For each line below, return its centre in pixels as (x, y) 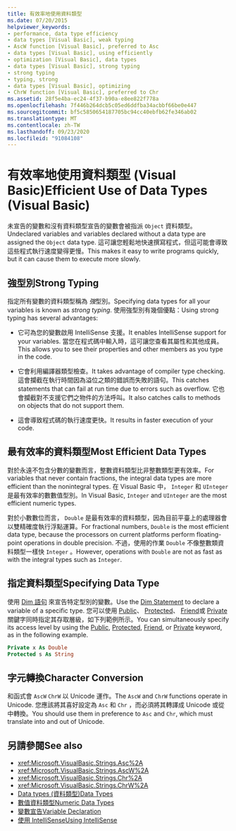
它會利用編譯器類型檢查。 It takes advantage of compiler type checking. (121, 371)
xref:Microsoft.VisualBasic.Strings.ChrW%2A (83, 785)
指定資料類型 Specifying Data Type (83, 583)
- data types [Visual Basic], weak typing (70, 40)
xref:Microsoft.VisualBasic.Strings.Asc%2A (80, 763)
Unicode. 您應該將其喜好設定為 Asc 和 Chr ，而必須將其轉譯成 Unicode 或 (113, 705)
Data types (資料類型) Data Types (65, 794)
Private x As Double (38, 648)
